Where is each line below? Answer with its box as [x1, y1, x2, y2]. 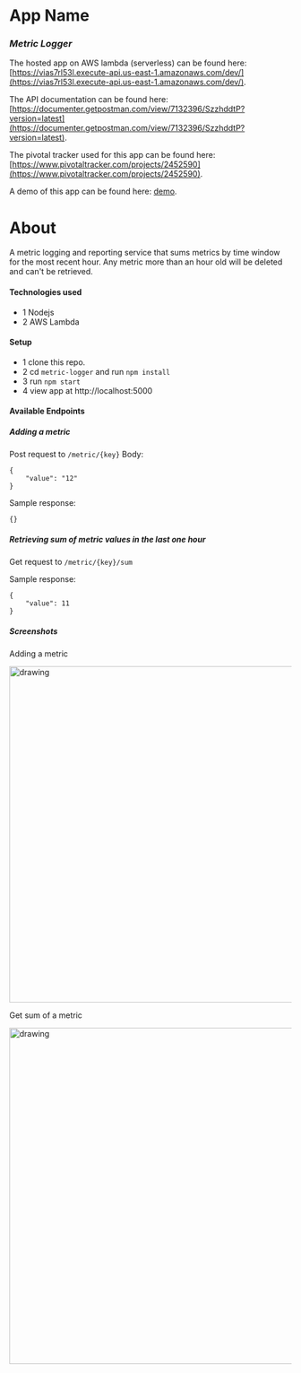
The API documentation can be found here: [9, 94, 168, 105]
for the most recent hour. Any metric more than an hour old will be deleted [9, 256, 283, 267]
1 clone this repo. [21, 356, 86, 368]
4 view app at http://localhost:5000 [21, 385, 153, 395]
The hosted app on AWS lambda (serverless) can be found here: [9, 57, 247, 68]
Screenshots [9, 625, 58, 637]
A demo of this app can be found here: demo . [9, 186, 177, 197]
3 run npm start [21, 376, 81, 387]
